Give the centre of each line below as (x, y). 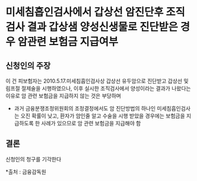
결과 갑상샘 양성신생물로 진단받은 (103, 27)
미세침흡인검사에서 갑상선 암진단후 (85, 12)
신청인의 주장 (28, 66)
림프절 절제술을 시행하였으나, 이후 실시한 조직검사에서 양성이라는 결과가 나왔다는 (98, 88)
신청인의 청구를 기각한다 (34, 159)
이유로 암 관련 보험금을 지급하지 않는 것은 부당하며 (63, 96)
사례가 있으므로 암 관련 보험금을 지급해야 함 (91, 123)
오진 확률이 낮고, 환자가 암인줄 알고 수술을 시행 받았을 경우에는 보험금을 (103, 116)
